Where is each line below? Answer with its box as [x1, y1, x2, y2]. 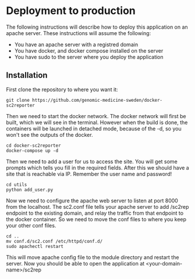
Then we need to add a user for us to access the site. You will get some [6, 158, 178, 165]
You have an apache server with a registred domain [14, 41, 139, 48]
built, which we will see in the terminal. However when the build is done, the [6, 119, 188, 126]
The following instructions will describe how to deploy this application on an [6, 23, 188, 30]
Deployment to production [6, 4, 136, 18]
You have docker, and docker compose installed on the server [14, 47, 164, 54]
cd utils [6, 181, 27, 188]
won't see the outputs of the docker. [6, 131, 93, 138]
